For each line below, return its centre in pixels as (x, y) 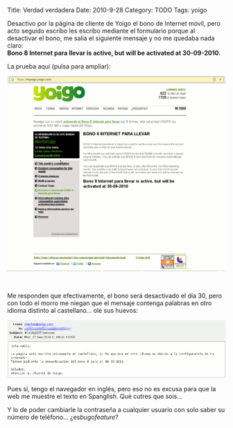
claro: (15, 45)
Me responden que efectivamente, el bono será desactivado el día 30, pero (115, 296)
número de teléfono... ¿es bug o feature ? (63, 417)
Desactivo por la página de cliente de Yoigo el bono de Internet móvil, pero (114, 23)
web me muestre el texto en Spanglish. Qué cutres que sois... (95, 396)
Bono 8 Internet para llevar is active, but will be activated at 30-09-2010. (114, 53)
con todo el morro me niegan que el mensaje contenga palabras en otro (110, 303)
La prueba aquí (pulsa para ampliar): (59, 66)
